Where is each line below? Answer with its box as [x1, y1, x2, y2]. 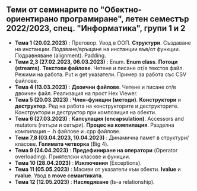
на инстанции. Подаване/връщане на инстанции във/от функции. [14, 45, 180, 52]
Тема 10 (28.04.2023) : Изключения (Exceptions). [14, 159, 142, 166]
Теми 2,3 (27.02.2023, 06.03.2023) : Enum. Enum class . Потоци [14, 58, 178, 65]
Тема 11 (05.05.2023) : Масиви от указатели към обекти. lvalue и [14, 165, 181, 173]
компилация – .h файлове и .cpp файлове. [14, 127, 121, 134]
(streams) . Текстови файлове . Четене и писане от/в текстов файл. [14, 64, 184, 71]
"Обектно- [100, 5, 142, 15]
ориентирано [6, 14, 59, 24]
